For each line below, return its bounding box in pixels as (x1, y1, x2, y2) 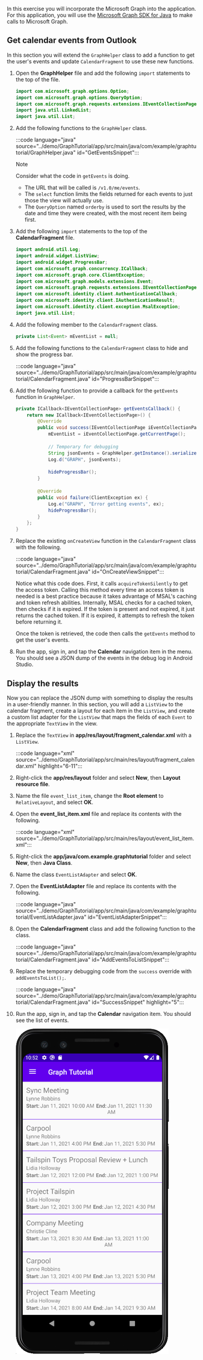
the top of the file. (15, 75, 60, 83)
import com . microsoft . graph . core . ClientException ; (15, 272, 146, 278)
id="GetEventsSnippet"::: (77, 149, 139, 156)
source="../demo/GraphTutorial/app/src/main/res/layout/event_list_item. (15, 835, 195, 842)
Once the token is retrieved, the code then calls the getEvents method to (15, 630, 195, 638)
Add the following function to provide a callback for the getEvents (15, 387, 178, 394)
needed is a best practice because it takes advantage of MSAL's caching (15, 593, 197, 600)
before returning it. (15, 618, 63, 625)
